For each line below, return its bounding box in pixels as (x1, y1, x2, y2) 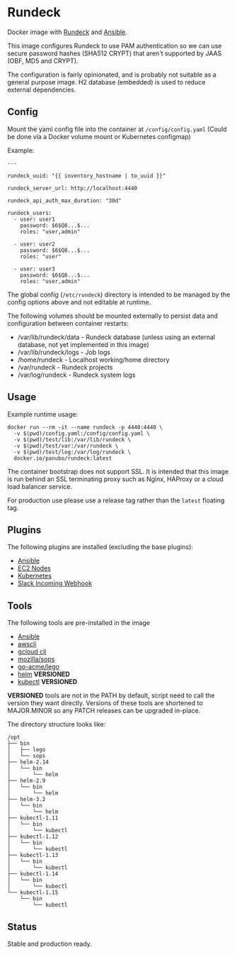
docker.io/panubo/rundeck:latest (13, 455, 112, 462)
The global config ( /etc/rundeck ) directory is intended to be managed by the (7, 290, 231, 299)
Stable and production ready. (7, 939, 92, 948)
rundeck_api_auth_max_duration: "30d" (7, 197, 122, 204)
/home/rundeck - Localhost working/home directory (17, 355, 170, 364)
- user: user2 (13, 241, 55, 248)
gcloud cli (17, 647, 47, 656)
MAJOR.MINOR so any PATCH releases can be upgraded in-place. (7, 707, 201, 715)
